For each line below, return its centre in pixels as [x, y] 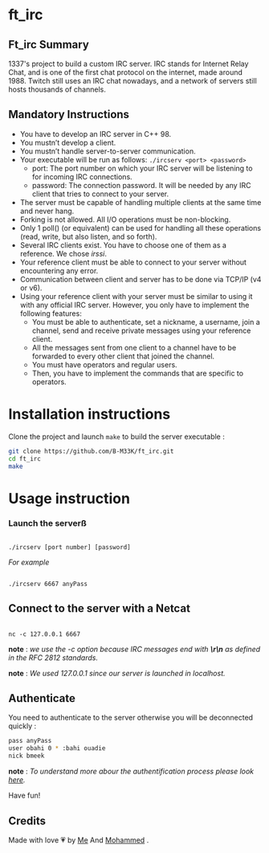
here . [17, 780]
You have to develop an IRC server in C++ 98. [96, 133]
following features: [51, 313]
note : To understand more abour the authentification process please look [131, 771]
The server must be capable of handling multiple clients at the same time [141, 202]
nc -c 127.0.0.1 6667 [45, 634]
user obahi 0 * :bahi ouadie [57, 748]
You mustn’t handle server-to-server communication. [108, 151]
